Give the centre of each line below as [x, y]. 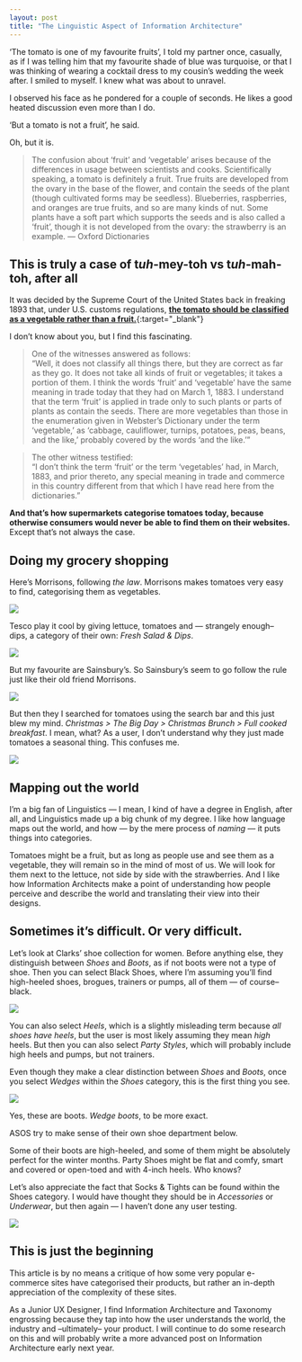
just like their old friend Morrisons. [73, 679]
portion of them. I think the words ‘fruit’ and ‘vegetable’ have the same [161, 382]
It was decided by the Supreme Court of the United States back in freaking [147, 300]
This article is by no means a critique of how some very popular [127, 1273]
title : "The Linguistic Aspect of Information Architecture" [126, 26]
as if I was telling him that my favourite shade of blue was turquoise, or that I [151, 61]
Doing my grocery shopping [89, 560]
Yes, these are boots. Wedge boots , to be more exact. [109, 1116]
